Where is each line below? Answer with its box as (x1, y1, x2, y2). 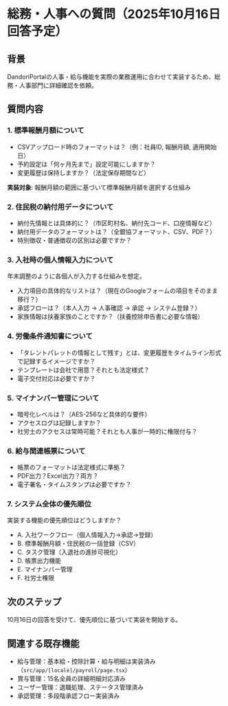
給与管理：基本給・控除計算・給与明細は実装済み (16, 657, 156, 665)
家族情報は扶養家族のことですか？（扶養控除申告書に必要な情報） (16, 313, 204, 321)
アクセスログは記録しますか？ (16, 418, 102, 427)
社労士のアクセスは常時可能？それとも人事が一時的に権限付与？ (16, 427, 198, 435)
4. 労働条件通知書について (7, 331, 93, 341)
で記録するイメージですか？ (16, 357, 96, 365)
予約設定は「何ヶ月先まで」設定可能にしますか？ (16, 160, 156, 168)
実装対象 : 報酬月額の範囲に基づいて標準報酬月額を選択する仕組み (7, 183, 191, 191)
